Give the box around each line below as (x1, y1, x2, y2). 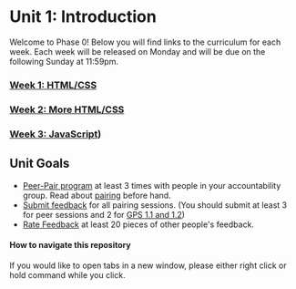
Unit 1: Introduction (9, 6, 157, 27)
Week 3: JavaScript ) (9, 128, 102, 140)
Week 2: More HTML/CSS (9, 103, 125, 116)
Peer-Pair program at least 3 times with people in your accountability (22, 180, 281, 191)
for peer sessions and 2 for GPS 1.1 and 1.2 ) (22, 209, 185, 220)
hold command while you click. (9, 269, 126, 280)
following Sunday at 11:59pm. (9, 56, 118, 67)
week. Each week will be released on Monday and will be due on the (9, 46, 266, 57)
